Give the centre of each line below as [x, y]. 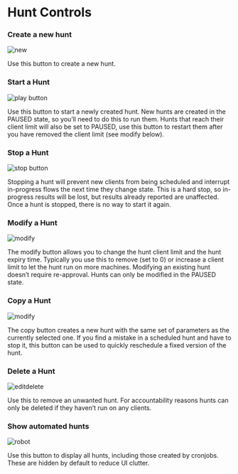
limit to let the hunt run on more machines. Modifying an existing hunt [109, 267]
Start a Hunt [29, 82]
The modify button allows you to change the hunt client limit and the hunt [114, 252]
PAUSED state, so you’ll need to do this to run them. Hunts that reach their [116, 119]
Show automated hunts [48, 426]
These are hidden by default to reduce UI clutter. [79, 463]
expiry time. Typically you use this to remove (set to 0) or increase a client [115, 259]
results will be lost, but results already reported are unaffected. [127, 197]
